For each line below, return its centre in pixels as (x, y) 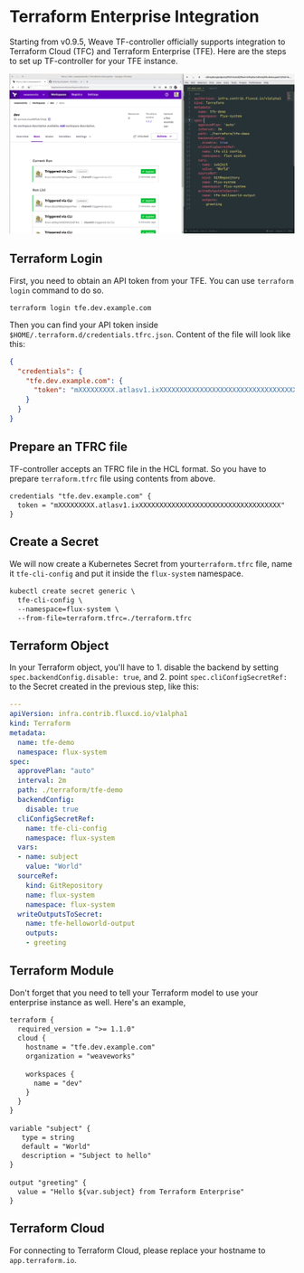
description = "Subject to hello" (86, 1155)
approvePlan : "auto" (56, 771)
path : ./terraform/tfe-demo (71, 790)
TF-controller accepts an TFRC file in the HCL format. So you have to (138, 468)
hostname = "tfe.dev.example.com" (90, 1047)
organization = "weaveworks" (81, 1056)
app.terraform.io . (43, 1259)
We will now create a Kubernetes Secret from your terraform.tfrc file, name (151, 563)
